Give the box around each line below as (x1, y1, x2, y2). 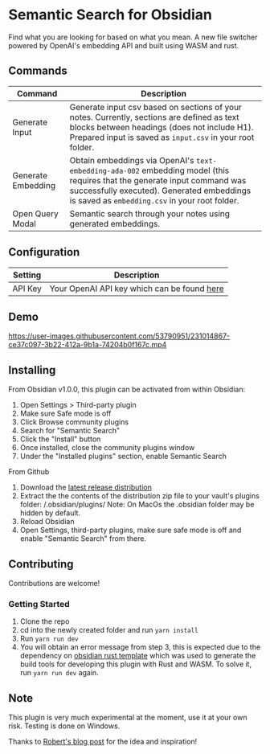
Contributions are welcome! (8, 579, 100, 588)
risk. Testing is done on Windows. (8, 721, 121, 731)
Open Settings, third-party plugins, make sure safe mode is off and (19, 525, 242, 535)
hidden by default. (19, 508, 81, 518)
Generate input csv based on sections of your (69, 101, 243, 113)
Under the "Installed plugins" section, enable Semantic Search (19, 452, 227, 461)
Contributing (8, 557, 74, 571)
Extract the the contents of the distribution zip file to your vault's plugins (19, 491, 260, 501)
